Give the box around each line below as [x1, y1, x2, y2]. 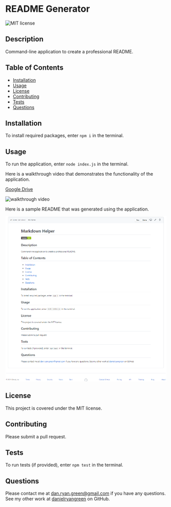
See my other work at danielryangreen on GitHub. [5, 496, 110, 502]
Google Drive [5, 186, 33, 193]
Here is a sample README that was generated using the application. [5, 206, 149, 213]
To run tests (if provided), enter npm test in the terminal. [5, 462, 124, 468]
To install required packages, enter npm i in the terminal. [5, 133, 124, 139]
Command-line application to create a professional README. [5, 48, 134, 54]
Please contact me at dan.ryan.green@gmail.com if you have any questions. [5, 490, 166, 497]
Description [5, 35, 44, 44]
